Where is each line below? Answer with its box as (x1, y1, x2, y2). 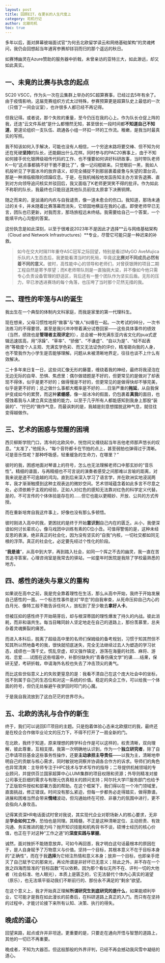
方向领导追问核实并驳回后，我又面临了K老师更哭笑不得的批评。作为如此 (13, 180, 159, 186)
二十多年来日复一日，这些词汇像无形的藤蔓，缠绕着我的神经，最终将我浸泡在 (5, 366, 160, 372)
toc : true (5, 26, 26, 30)
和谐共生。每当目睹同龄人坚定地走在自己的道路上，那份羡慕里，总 (22, 619, 156, 625)
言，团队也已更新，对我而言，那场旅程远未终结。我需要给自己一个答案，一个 (5, 209, 160, 215)
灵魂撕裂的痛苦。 (13, 626, 48, 632)
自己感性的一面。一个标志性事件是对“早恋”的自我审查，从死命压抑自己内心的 (5, 597, 160, 603)
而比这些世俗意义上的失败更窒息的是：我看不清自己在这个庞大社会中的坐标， (5, 671, 160, 677)
